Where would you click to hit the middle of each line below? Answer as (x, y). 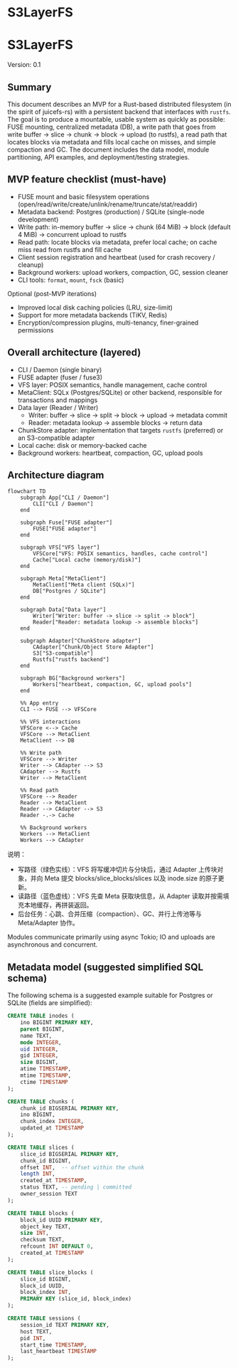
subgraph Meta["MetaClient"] (63, 579)
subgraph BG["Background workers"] (73, 678)
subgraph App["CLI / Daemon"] (65, 498)
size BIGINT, (39, 1062)
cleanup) (31, 265)
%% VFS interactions (50, 722)
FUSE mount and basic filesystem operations (83, 196)
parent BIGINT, (43, 1029)
